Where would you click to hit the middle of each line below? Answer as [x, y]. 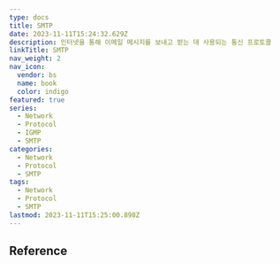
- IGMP [29, 133]
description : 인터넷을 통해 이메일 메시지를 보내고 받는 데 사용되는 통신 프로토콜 [140, 42]
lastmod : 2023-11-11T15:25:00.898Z [75, 215]
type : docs [29, 17]
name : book [37, 83]
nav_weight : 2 [35, 58]
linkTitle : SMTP [39, 50]
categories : [31, 149]
